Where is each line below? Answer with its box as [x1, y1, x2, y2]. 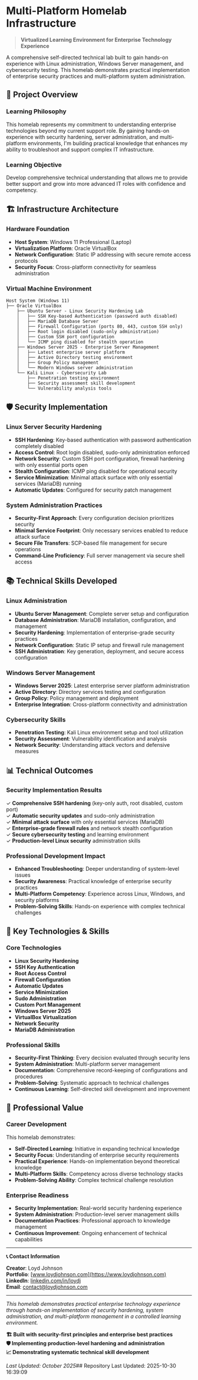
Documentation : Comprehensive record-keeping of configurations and [14, 1067, 188, 1074]
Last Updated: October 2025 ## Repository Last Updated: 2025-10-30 [6, 1362, 176, 1369]
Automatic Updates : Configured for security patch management [14, 486, 172, 493]
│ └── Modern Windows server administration [16, 364, 133, 371]
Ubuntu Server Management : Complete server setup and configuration [14, 610, 189, 617]
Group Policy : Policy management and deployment [14, 694, 139, 701]
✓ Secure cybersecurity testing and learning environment [6, 831, 149, 838]
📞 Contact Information [6, 1253, 60, 1260]
